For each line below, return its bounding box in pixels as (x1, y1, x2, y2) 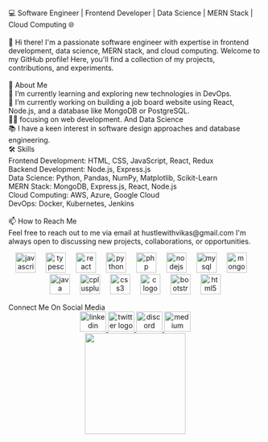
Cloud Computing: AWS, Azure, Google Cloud (8, 190, 159, 199)
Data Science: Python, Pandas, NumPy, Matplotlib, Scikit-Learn (8, 173, 218, 182)
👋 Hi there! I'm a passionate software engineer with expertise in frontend (8, 37, 249, 47)
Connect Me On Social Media (8, 302, 106, 312)
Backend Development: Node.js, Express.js (8, 165, 151, 173)
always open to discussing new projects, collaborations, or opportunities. (8, 236, 251, 246)
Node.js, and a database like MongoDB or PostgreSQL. (8, 106, 190, 115)
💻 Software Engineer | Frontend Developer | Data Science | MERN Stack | (8, 8, 254, 18)
